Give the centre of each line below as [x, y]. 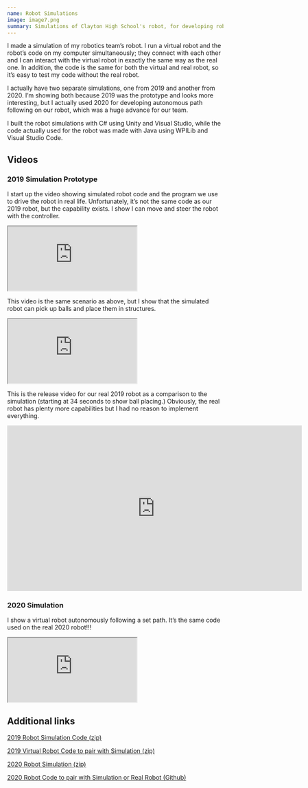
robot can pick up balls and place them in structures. [82, 309]
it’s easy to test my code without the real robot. [73, 75]
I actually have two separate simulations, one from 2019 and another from [111, 88]
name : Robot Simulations [43, 13]
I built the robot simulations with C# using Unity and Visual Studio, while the [114, 124]
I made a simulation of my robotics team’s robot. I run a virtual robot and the [114, 46]
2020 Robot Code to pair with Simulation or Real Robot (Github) [97, 778]
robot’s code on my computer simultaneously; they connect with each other [114, 53]
